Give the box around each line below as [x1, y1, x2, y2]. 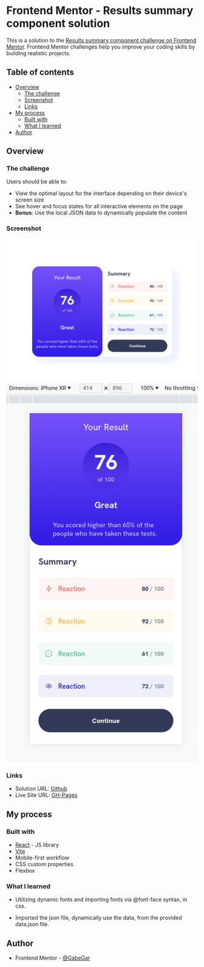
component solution [6, 16, 110, 30]
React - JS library [15, 841, 59, 848]
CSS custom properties [15, 860, 74, 867]
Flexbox [15, 867, 35, 874]
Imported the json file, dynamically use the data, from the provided [15, 914, 182, 921]
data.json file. [15, 921, 50, 928]
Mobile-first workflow [15, 854, 70, 861]
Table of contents [6, 67, 74, 78]
